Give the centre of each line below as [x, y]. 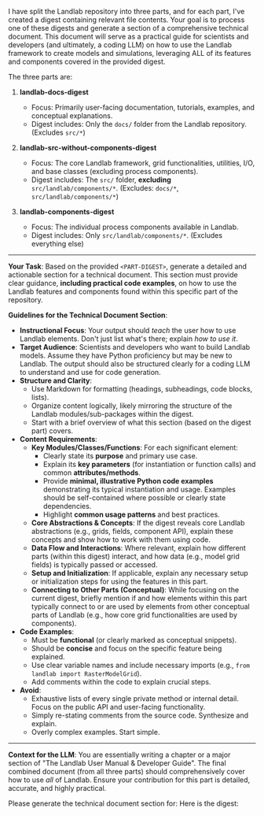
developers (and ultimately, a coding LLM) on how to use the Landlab [120, 45]
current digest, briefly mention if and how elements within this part [139, 598]
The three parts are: [40, 77]
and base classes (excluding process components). [115, 171]
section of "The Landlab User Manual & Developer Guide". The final [117, 763]
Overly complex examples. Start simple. [95, 732]
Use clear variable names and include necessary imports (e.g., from [140, 665]
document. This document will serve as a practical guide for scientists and [128, 36]
